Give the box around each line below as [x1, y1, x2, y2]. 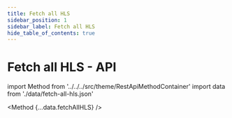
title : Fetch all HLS [7, 10, 71, 17]
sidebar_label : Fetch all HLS [7, 23, 96, 30]
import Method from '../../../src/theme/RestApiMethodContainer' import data [7, 83, 226, 91]
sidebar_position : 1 [7, 17, 68, 24]
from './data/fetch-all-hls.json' [7, 90, 94, 98]
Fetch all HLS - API [7, 60, 117, 75]
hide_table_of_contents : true [7, 29, 96, 37]
